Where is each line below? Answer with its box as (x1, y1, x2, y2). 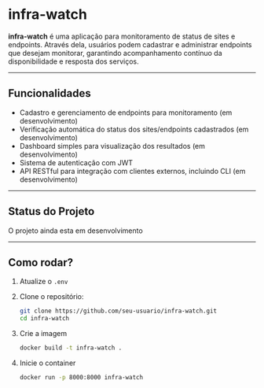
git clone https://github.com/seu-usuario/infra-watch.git (19, 307, 218, 316)
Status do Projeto (8, 205, 95, 218)
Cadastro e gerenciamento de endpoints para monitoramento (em (19, 108, 233, 117)
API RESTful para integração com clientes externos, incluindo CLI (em (19, 166, 246, 176)
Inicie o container (19, 358, 76, 368)
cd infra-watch (19, 315, 70, 323)
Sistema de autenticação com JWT (19, 157, 134, 167)
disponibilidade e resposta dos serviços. (8, 57, 139, 66)
